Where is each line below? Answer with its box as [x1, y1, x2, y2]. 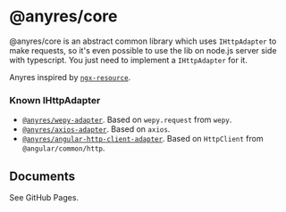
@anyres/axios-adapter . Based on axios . [21, 124, 171, 135]
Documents [9, 168, 76, 183]
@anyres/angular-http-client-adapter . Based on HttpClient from [21, 134, 264, 144]
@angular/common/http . [21, 143, 105, 153]
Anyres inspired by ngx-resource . [9, 71, 131, 82]
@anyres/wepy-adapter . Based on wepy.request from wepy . [21, 114, 232, 126]
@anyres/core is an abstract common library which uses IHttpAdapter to [9, 36, 277, 46]
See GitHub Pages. [9, 192, 79, 203]
